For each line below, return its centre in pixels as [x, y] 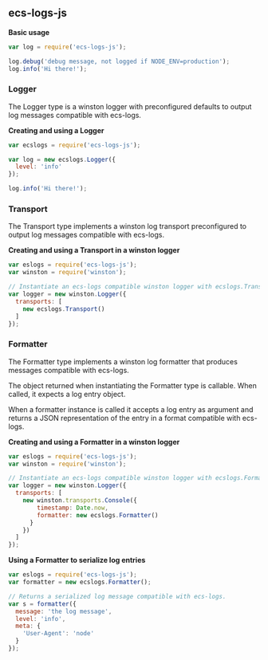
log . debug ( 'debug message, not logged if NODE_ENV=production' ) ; [119, 61]
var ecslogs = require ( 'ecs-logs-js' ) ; [75, 145]
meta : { [28, 626]
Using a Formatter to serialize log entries [77, 560]
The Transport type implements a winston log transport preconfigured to [128, 226]
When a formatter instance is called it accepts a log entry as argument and [131, 409]
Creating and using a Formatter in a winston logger [94, 442]
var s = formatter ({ [43, 604]
